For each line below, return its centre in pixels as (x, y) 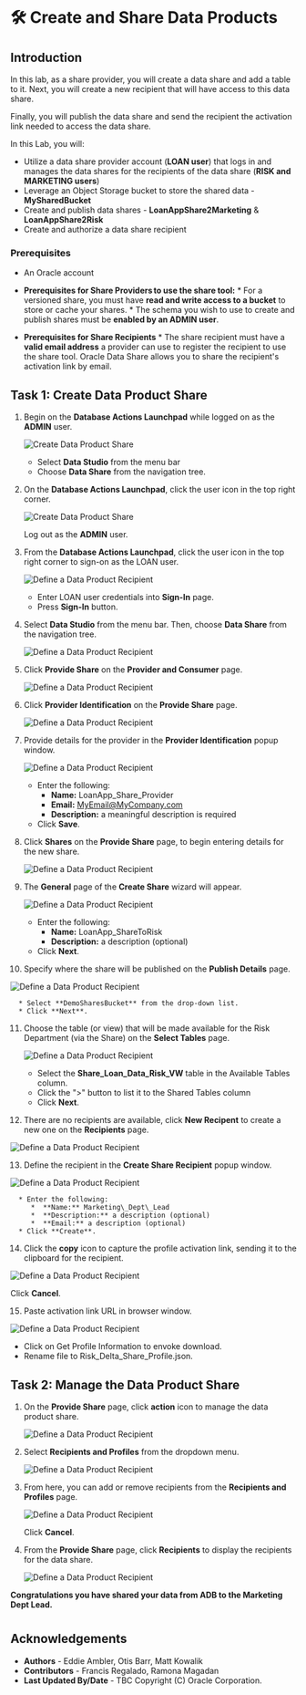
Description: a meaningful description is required (143, 815)
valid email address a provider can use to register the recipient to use (155, 347)
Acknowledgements (69, 1639)
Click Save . (58, 824)
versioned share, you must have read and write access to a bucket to (154, 300)
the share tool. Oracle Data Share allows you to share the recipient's (151, 357)
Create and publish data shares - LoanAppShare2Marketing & (141, 210)
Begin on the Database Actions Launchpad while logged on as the (149, 417)
